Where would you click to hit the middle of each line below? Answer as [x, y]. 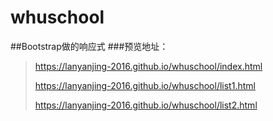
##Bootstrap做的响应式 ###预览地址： [89, 46]
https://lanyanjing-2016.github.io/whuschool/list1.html [145, 85]
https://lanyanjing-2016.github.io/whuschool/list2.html [146, 105]
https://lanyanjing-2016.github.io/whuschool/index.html [148, 66]
